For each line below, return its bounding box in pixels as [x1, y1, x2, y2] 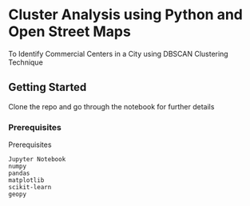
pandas [8, 169, 30, 177]
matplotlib [8, 176, 45, 184]
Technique [8, 57, 44, 67]
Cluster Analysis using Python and [8, 6, 244, 24]
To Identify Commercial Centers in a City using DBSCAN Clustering [8, 49, 229, 58]
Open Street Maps [8, 22, 132, 41]
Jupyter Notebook [8, 156, 66, 164]
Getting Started [8, 81, 87, 94]
